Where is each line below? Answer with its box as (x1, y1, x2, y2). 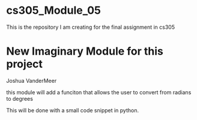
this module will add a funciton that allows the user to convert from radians (6, 88, 192, 96)
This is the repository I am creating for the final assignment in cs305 (6, 23, 175, 31)
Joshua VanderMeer (6, 77, 57, 84)
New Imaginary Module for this (6, 44, 164, 58)
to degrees (6, 95, 33, 102)
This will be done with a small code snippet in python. (6, 106, 139, 114)
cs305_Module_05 (6, 4, 101, 17)
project (6, 58, 43, 71)
